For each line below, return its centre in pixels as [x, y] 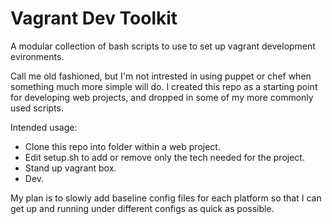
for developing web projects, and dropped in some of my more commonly [162, 97]
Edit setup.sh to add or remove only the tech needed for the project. [164, 157]
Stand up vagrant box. [70, 168]
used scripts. [37, 108]
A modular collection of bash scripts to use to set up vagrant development [163, 46]
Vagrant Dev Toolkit [94, 18]
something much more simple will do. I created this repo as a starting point [164, 86]
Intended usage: [44, 127]
